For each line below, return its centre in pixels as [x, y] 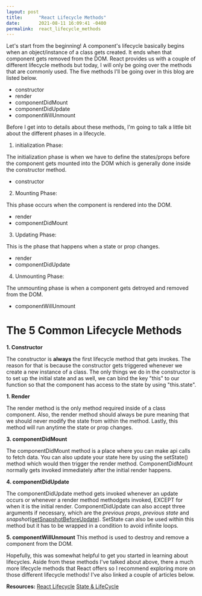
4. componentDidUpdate [38, 482]
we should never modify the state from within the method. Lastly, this [92, 421]
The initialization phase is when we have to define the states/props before [98, 157]
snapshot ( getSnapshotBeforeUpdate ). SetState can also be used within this [100, 519]
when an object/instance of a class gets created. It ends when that [89, 53]
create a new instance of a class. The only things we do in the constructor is [101, 372]
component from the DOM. [40, 544]
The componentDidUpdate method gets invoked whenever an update [92, 494]
